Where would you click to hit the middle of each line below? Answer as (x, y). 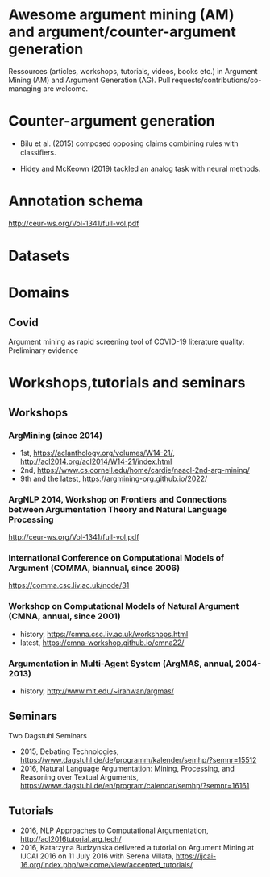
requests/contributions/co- (217, 80)
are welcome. (66, 88)
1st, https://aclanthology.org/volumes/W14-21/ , (98, 453)
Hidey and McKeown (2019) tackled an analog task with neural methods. (140, 168)
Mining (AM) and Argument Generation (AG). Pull (89, 80)
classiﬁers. (38, 152)
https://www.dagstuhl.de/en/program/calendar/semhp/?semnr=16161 (135, 785)
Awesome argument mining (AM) (121, 15)
